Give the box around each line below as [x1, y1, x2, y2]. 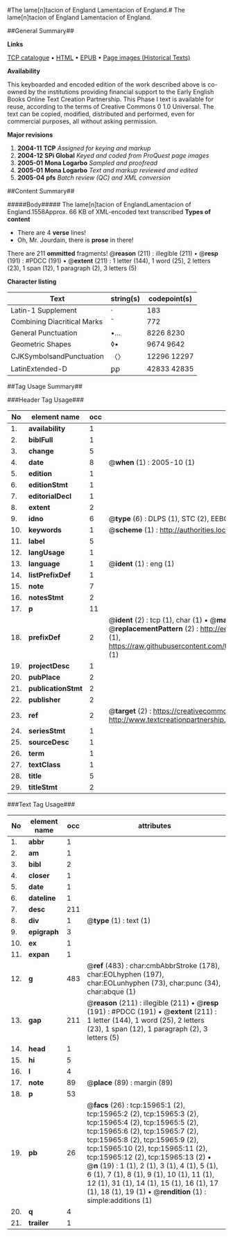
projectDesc [28, 661, 70, 671]
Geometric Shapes [10, 340, 71, 349]
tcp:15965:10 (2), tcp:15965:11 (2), [87, 1143, 208, 1153]
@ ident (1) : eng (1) [108, 559, 175, 568]
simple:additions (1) [87, 1195, 153, 1205]
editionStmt [28, 480, 68, 489]
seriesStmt [28, 726, 66, 735]
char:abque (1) [87, 987, 137, 997]
